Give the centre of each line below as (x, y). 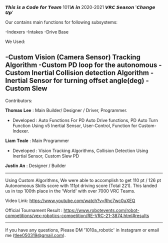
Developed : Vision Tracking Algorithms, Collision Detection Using (80, 150)
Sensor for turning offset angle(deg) (87, 81)
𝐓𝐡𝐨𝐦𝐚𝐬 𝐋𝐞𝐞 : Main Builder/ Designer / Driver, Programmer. (66, 110)
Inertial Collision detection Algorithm (90, 73)
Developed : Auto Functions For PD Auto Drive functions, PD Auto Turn (85, 120)
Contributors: (19, 100)
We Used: (15, 41)
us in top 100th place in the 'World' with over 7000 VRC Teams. (70, 191)
